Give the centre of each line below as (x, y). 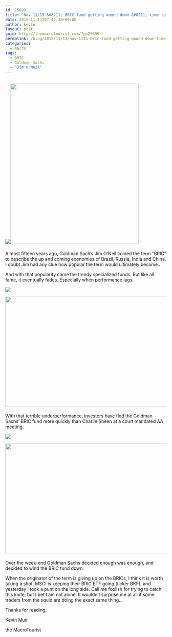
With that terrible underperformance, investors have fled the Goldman (79, 416)
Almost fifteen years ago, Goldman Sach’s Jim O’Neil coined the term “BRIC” (86, 254)
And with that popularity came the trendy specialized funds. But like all (80, 275)
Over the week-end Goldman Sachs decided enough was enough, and (79, 563)
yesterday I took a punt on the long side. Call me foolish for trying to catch (83, 589)
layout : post (19, 29)
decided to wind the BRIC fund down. (45, 568)
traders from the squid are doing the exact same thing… (64, 600)
